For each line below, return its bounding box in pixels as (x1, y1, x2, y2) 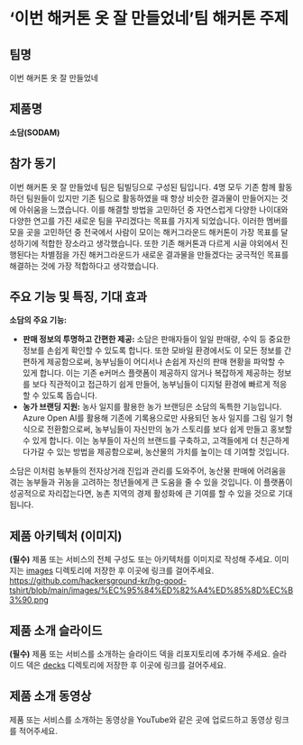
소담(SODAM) (9, 127, 60, 138)
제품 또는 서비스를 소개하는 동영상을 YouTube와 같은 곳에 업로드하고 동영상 (9, 713, 273, 725)
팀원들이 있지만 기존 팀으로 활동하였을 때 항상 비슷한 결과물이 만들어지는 (25, 193, 280, 204)
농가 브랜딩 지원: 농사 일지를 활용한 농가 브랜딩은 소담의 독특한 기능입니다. (22, 402, 282, 413)
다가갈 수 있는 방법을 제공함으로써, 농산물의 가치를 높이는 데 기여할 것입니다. (22, 447, 290, 458)
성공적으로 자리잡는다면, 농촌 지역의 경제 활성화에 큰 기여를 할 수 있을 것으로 (9, 488, 277, 499)
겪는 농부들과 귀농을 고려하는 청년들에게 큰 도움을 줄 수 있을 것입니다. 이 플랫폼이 (9, 477, 293, 487)
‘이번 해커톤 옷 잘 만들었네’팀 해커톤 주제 (9, 8, 289, 29)
